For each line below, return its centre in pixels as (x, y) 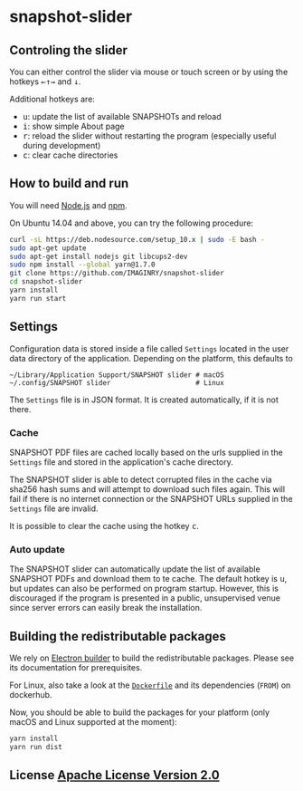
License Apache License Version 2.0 (114, 775)
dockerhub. (31, 695)
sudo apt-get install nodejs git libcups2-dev (99, 256)
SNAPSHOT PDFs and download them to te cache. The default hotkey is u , (148, 579)
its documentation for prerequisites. (76, 668)
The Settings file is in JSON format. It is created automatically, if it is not (144, 400)
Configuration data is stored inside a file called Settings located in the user (149, 348)
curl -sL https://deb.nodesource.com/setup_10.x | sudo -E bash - (137, 239)
